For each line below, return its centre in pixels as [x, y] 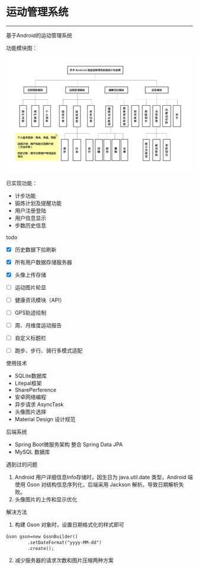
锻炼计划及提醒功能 [38, 203]
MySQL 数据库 [32, 452]
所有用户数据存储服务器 [43, 262]
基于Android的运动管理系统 [39, 35]
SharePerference [36, 390]
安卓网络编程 [30, 397]
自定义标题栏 [30, 338]
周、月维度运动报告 [38, 325]
